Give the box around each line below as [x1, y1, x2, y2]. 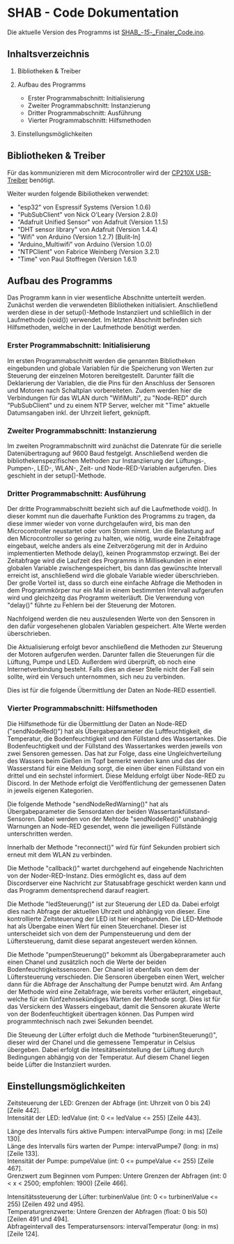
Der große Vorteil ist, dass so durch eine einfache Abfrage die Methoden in [7, 579, 223, 587]
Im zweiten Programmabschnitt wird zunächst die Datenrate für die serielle [7, 441, 222, 450]
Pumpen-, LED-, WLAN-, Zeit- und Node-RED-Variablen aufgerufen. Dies [7, 464, 217, 472]
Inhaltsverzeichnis [7, 48, 90, 60]
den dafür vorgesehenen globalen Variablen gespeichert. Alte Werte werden [7, 622, 226, 630]
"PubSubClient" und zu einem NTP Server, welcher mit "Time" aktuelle [7, 401, 210, 409]
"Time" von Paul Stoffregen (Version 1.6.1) [17, 255, 137, 263]
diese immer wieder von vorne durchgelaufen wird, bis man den [7, 519, 191, 528]
